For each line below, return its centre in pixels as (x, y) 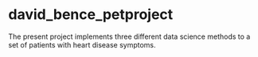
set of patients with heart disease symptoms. (82, 44)
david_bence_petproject (91, 15)
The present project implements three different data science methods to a (129, 36)
